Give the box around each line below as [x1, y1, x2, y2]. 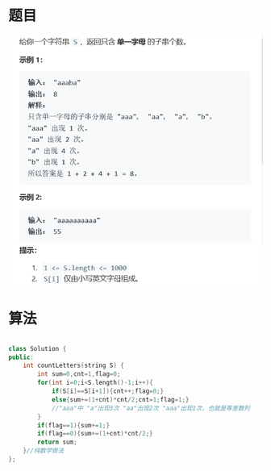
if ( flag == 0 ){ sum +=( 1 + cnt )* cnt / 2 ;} [37, 430, 153, 438]
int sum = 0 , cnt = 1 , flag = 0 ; [37, 370, 121, 378]
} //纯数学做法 [23, 447, 65, 455]
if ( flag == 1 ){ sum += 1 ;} [37, 421, 110, 429]
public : [8, 353, 35, 361]
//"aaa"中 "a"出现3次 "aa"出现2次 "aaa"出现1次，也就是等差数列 [51, 404, 250, 412]
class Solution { [8, 344, 67, 352]
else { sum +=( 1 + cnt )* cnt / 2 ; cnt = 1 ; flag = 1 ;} [51, 395, 190, 403]
